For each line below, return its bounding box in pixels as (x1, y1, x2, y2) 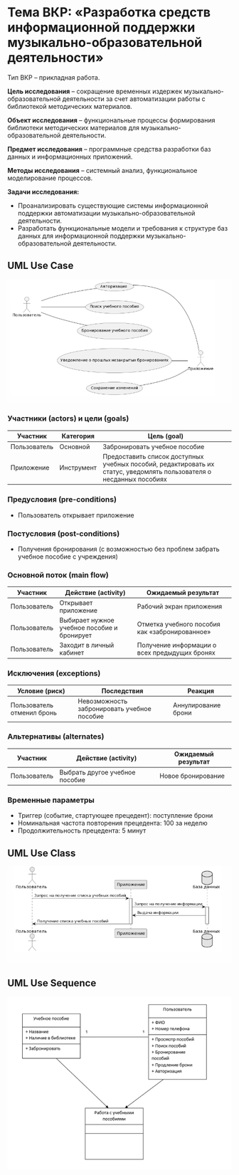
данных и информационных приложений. (7, 152, 133, 161)
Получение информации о (137, 641, 217, 650)
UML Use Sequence (7, 976, 97, 989)
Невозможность (78, 697, 128, 705)
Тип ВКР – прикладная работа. (7, 73, 100, 82)
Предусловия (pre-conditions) (7, 495, 117, 505)
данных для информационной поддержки (17, 231, 145, 240)
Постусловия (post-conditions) (7, 528, 120, 538)
